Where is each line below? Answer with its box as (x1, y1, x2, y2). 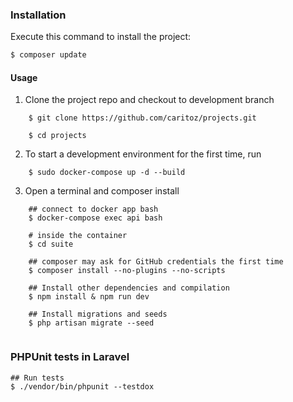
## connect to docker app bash (28, 204, 159, 215)
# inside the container (28, 231, 128, 241)
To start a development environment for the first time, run (24, 148, 262, 160)
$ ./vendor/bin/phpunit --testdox (10, 381, 155, 392)
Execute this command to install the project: (10, 31, 192, 43)
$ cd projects (28, 131, 87, 141)
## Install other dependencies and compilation (28, 283, 230, 293)
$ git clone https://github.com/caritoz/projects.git (28, 113, 257, 123)
